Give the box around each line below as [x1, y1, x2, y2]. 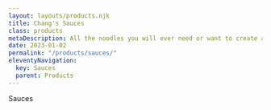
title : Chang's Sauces [8, 19, 85, 27]
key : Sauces [15, 64, 56, 72]
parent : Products [15, 71, 74, 79]
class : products [8, 26, 63, 35]
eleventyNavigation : [8, 57, 78, 65]
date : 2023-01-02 [8, 42, 67, 50]
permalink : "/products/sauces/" [8, 49, 117, 57]
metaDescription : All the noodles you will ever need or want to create [8, 34, 258, 43]
